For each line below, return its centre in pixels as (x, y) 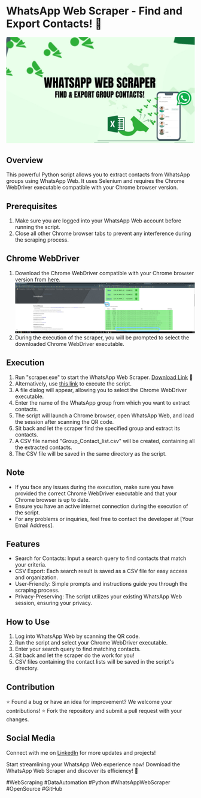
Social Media (31, 738)
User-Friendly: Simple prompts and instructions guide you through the (101, 584)
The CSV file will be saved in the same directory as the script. (91, 453)
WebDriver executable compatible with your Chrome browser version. (92, 188)
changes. (18, 719)
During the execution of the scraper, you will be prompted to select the (102, 338)
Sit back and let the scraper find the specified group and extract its (98, 428)
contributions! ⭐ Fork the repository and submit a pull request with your (94, 710)
